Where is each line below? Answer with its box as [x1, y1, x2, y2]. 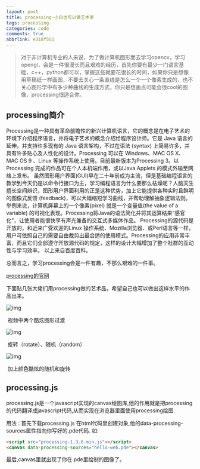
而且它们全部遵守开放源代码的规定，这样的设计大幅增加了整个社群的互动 [16, 239, 194, 246]
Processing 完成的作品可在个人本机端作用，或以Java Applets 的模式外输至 [6, 164, 189, 171]
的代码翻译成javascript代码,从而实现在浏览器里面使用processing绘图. [6, 407, 176, 414]
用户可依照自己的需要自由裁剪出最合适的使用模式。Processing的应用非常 [6, 231, 185, 239]
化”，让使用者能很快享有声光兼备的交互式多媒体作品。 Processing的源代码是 [6, 216, 194, 224]
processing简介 [6, 110, 65, 120]
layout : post [6, 8, 39, 15]
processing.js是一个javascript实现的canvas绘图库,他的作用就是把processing [6, 399, 193, 406]
